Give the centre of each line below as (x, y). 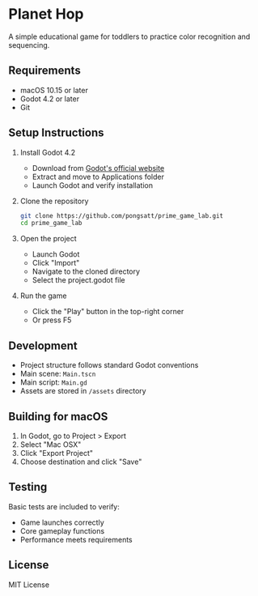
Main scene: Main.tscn (58, 374)
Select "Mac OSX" (51, 444)
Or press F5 (52, 320)
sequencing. (29, 45)
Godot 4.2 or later (49, 99)
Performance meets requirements (76, 539)
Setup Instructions (56, 133)
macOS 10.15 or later (54, 90)
